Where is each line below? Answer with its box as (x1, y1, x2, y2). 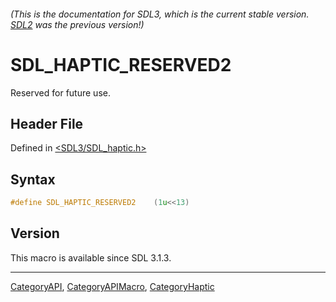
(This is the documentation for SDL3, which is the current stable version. (10, 8, 310, 20)
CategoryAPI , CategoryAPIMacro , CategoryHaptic (10, 280, 215, 292)
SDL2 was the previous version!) (10, 18, 145, 30)
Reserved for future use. (10, 86, 111, 99)
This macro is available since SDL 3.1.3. (10, 251, 172, 264)
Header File (10, 115, 84, 132)
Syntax (10, 171, 56, 188)
